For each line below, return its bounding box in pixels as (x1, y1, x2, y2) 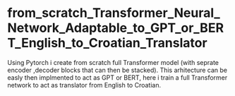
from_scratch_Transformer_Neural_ (7, 5, 220, 21)
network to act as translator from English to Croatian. (7, 80, 161, 89)
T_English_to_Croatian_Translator (7, 35, 207, 51)
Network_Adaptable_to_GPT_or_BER (7, 20, 224, 36)
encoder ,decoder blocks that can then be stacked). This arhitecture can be (7, 66, 228, 74)
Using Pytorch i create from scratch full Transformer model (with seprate (7, 58, 219, 66)
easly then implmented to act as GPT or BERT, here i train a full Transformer (7, 73, 228, 82)
